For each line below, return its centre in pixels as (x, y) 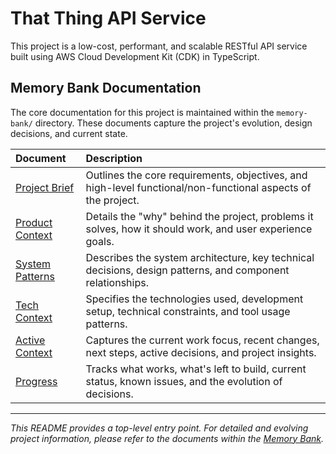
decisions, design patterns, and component (187, 270)
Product (34, 222)
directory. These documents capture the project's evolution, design (173, 123)
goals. (100, 241)
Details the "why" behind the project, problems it (199, 216)
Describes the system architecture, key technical (200, 257)
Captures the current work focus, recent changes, (202, 340)
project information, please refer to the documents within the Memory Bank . (167, 438)
